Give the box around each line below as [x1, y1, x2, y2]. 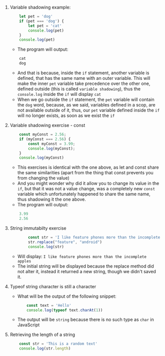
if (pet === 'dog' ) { [19, 19, 64, 24]
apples [17, 259, 31, 264]
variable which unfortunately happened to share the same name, [17, 191, 151, 197]
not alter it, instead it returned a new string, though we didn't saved [17, 268, 156, 274]
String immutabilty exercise [9, 225, 66, 231]
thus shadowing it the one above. [17, 196, 86, 202]
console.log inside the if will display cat [17, 91, 101, 97]
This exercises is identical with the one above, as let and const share [17, 164, 159, 170]
